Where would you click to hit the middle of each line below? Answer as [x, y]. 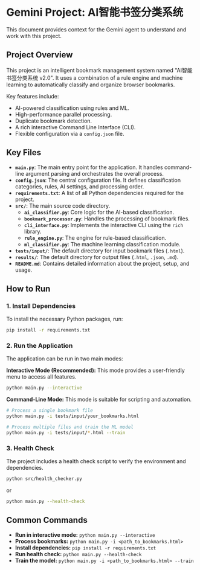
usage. [24, 270]
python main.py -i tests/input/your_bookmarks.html [73, 416]
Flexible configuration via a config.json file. [69, 133]
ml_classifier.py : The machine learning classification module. [102, 244]
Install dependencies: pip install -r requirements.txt [85, 548]
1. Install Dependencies [41, 306]
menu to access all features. [41, 377]
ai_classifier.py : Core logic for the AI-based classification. [99, 212]
